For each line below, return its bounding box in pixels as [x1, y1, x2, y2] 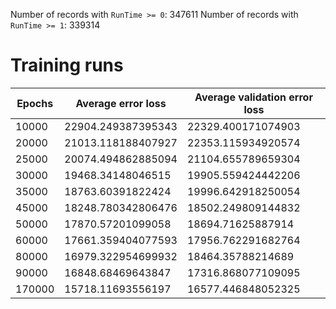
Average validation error [194, 90, 313, 104]
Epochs [16, 96, 54, 110]
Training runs [10, 54, 124, 77]
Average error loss [75, 96, 167, 110]
